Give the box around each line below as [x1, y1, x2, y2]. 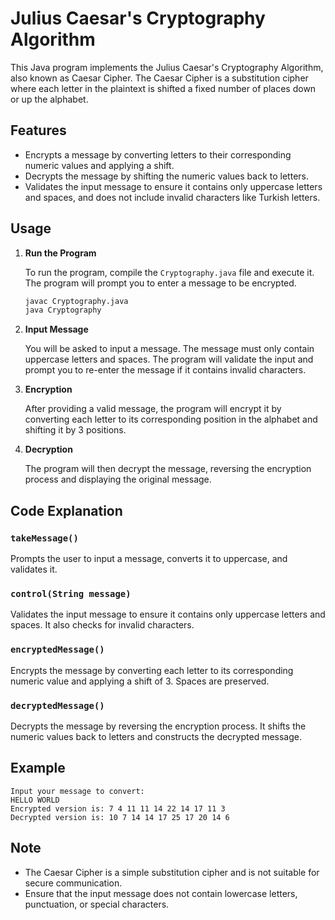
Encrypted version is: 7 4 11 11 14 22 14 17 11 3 [10, 803, 226, 814]
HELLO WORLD [10, 795, 60, 805]
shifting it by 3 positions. [24, 424, 127, 436]
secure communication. [24, 877, 123, 889]
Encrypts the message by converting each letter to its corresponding [10, 664, 294, 676]
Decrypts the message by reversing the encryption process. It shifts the [10, 720, 307, 732]
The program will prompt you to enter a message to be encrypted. [24, 277, 297, 289]
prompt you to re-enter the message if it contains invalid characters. [24, 364, 307, 376]
